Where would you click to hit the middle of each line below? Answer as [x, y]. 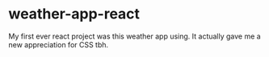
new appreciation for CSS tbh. [59, 44]
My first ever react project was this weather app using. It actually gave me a [134, 36]
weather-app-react [74, 14]
